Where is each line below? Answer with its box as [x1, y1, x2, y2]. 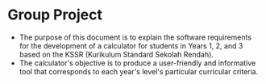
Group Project [7, 6, 102, 24]
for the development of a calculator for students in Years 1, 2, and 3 [19, 40, 243, 50]
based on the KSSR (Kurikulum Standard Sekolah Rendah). [19, 49, 214, 59]
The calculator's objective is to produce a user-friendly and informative [19, 58, 256, 68]
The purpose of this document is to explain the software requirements [19, 32, 251, 42]
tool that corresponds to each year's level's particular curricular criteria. [19, 66, 259, 76]
